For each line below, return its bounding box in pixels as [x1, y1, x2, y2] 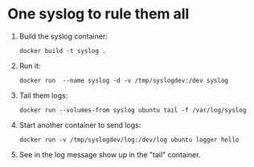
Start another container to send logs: [18, 120, 141, 129]
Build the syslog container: [18, 31, 108, 41]
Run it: [18, 61, 41, 71]
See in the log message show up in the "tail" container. [18, 149, 201, 159]
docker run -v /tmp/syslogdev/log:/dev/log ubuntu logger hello [18, 136, 240, 144]
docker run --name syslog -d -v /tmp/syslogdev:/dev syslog [18, 76, 229, 84]
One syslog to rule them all [7, 5, 190, 23]
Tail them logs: [18, 90, 68, 100]
